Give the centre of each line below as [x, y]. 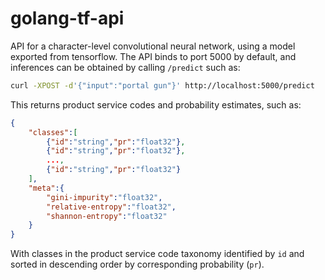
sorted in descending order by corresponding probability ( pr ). [137, 264]
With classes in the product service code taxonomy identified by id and [157, 254]
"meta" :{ [46, 188]
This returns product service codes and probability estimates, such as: [156, 104]
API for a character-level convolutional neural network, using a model [153, 46]
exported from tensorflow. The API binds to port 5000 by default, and [153, 56]
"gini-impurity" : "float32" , [104, 197]
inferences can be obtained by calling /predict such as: [125, 67]
